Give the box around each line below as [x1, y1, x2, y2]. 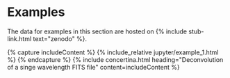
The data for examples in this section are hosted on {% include [7, 27, 188, 36]
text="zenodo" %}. [33, 34, 88, 42]
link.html [7, 34, 32, 42]
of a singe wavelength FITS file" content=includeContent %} [7, 63, 180, 71]
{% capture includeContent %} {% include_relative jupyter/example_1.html [7, 48, 219, 56]
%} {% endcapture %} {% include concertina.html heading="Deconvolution [7, 55, 224, 63]
